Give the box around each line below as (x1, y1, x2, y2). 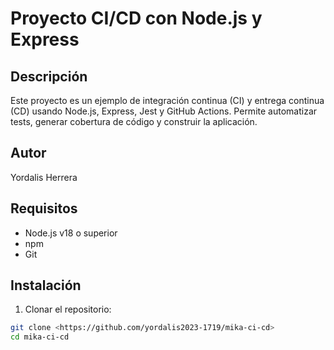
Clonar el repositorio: (24, 303, 112, 316)
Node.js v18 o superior (24, 227, 118, 239)
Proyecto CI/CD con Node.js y (10, 7, 263, 30)
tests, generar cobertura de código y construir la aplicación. (10, 116, 258, 127)
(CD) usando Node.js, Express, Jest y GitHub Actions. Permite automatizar (10, 105, 318, 117)
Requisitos (10, 200, 78, 217)
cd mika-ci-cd (10, 332, 70, 342)
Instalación (10, 277, 82, 294)
